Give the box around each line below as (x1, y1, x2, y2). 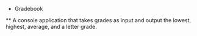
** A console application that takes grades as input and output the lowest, (5, 17, 192, 23)
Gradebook (14, 5, 43, 12)
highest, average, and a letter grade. (5, 23, 97, 30)
